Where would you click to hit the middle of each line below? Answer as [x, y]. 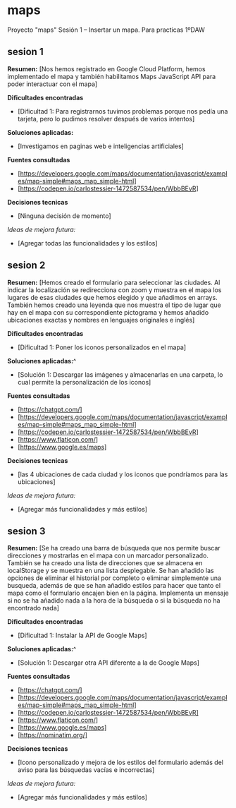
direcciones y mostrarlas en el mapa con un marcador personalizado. [108, 555]
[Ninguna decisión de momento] [64, 216]
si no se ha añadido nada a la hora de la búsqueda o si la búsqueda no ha [114, 601]
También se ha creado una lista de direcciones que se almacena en [105, 563]
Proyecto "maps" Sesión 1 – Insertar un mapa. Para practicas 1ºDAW [106, 30]
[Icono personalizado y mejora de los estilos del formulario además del [120, 762]
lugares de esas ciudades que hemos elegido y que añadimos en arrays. [112, 297]
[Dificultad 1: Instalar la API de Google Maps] [82, 635]
